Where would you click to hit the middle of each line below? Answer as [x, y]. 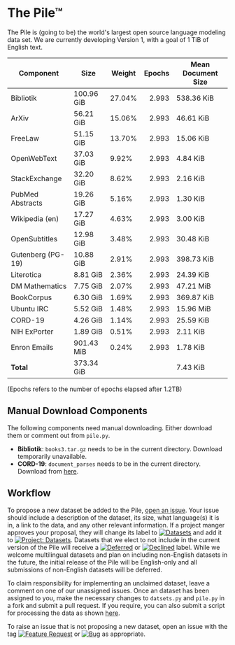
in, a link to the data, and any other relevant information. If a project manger [116, 525]
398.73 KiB [195, 259]
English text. [25, 47]
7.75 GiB [88, 286]
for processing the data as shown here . [64, 613]
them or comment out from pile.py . [59, 435]
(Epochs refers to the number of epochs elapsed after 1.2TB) [95, 389]
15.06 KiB [193, 138]
